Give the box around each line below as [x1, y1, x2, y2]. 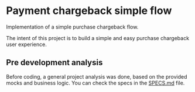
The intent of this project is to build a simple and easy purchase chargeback [6, 34, 189, 41]
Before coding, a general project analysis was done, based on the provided [6, 73, 187, 80]
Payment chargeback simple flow [6, 4, 172, 17]
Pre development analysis [6, 58, 103, 68]
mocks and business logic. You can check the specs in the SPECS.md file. [6, 79, 185, 86]
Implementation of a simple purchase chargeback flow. [6, 23, 139, 30]
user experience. [6, 41, 47, 48]
